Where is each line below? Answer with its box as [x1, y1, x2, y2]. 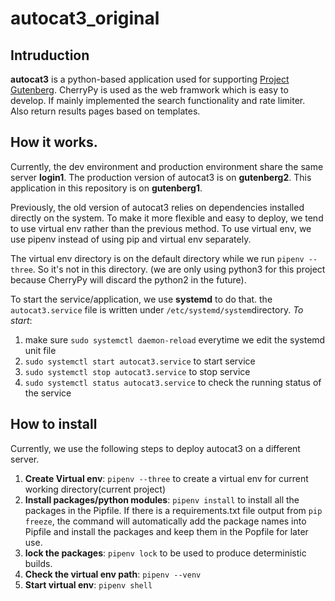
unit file [24, 344, 57, 356]
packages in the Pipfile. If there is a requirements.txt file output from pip [24, 504, 323, 516]
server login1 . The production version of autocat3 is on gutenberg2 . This [10, 171, 312, 183]
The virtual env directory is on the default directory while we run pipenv [10, 252, 305, 264]
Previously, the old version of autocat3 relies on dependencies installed [10, 201, 305, 213]
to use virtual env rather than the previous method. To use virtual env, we [10, 222, 312, 234]
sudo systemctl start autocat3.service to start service [24, 355, 256, 367]
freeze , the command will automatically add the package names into [24, 515, 307, 527]
